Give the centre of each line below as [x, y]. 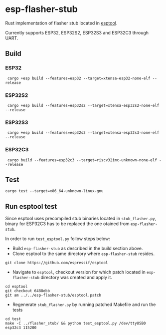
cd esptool [16, 287]
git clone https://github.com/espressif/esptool [57, 263]
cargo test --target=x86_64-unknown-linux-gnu [54, 191]
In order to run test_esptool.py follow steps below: [58, 239]
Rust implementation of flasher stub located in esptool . [61, 23]
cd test [13, 319]
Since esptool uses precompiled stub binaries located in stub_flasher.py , [81, 219]
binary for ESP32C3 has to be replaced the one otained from [67, 224]
